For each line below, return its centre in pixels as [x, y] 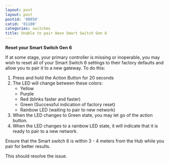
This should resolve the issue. [36, 156]
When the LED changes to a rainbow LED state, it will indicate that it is [85, 126]
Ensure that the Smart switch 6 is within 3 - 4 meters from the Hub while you [85, 141]
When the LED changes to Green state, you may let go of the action [82, 115]
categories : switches [28, 29]
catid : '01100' [21, 24]
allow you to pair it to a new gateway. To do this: [55, 68]
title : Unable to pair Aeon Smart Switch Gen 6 [56, 33]
